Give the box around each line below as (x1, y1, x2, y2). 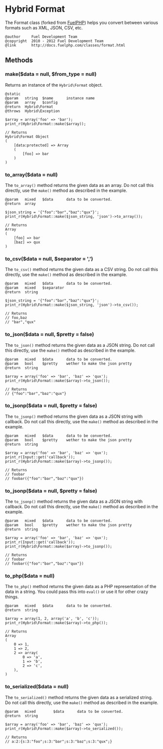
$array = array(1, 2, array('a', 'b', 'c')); (5, 616, 99, 621)
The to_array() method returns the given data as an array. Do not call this (5, 182, 154, 188)
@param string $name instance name (5, 95, 95, 101)
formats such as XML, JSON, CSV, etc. (5, 24, 83, 30)
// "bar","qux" (5, 319, 36, 325)
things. (5, 594, 19, 600)
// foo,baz (5, 316, 27, 320)
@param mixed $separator (5, 285, 64, 291)
